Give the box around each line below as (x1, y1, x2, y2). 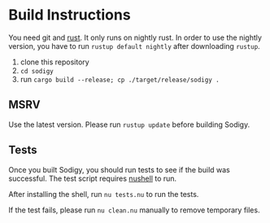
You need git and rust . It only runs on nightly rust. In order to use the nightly (8, 33, 263, 42)
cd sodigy (20, 67, 54, 75)
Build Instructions (8, 6, 132, 24)
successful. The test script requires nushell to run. (8, 173, 177, 183)
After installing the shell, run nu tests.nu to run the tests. (8, 189, 199, 199)
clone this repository (20, 57, 89, 67)
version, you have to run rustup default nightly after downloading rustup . (8, 41, 260, 50)
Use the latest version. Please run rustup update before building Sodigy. (8, 120, 250, 129)
